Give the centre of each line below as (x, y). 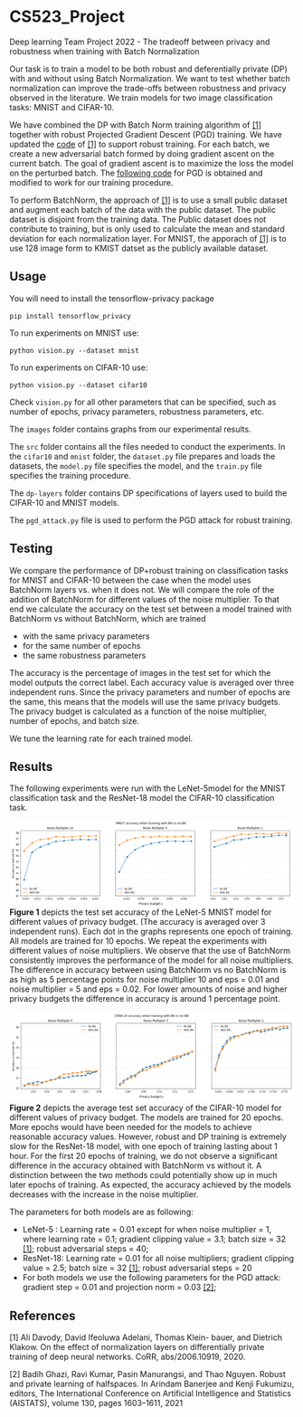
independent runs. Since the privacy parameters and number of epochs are (150, 692)
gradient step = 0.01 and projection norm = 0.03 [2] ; (119, 1288)
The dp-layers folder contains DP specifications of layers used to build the (148, 493)
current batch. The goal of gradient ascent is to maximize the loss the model (151, 163)
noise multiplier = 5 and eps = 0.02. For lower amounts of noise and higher (148, 989)
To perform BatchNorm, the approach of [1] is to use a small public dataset (148, 200)
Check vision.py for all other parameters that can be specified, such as (143, 402)
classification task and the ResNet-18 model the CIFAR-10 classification (142, 798)
